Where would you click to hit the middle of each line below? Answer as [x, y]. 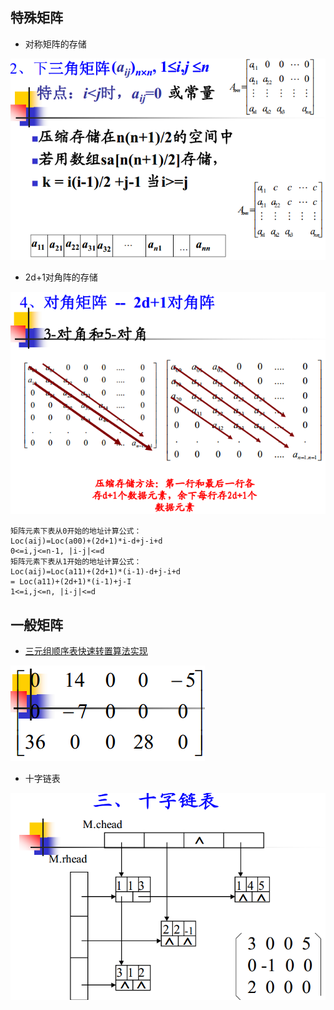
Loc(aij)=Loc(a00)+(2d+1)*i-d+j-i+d [86, 541]
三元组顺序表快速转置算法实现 [86, 651]
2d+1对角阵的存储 [61, 277]
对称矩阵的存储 [55, 44]
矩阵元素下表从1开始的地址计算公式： [76, 562]
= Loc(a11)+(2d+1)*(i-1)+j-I [71, 582]
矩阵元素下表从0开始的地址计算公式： [76, 531]
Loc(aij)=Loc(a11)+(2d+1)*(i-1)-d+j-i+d [96, 572]
